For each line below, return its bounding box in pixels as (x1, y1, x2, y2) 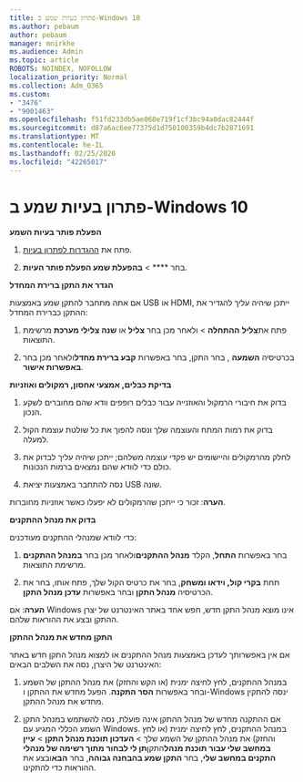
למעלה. (22, 434, 49, 445)
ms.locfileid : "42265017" (9, 157, 107, 167)
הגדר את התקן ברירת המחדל (9, 280, 114, 291)
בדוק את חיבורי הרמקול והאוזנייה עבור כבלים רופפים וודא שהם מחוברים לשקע (22, 397, 287, 408)
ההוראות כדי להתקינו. (22, 762, 96, 773)
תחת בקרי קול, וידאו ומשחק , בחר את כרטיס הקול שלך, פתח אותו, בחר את (22, 577, 280, 588)
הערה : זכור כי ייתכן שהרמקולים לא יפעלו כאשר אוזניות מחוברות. (9, 497, 226, 508)
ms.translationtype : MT (9, 132, 100, 141)
